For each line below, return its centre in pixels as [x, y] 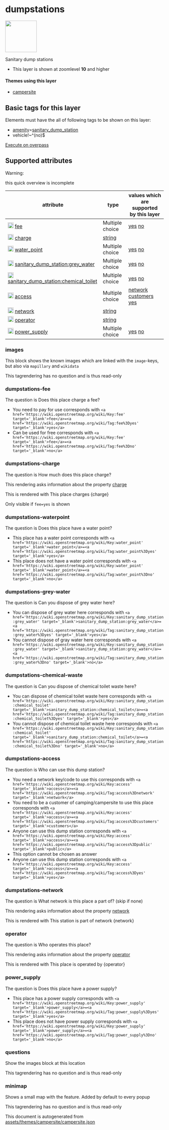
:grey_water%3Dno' [32, 663]
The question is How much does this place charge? [58, 475]
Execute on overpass [27, 145]
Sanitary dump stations [29, 59]
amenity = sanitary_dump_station [45, 129]
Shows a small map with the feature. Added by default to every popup [78, 1097]
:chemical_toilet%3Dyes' [38, 719]
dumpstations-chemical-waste [44, 675]
